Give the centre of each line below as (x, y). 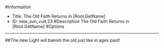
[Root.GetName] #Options (38, 26)
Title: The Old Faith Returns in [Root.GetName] (59, 16)
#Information (18, 7)
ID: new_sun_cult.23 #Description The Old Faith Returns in (71, 21)
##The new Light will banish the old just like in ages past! (62, 40)
